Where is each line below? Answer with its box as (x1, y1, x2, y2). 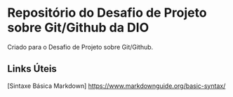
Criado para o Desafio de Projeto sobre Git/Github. (7, 43, 154, 51)
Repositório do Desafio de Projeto (7, 5, 207, 21)
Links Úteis (7, 63, 58, 75)
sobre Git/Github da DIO (7, 20, 149, 36)
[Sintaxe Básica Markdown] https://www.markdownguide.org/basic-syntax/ (7, 82, 226, 90)
